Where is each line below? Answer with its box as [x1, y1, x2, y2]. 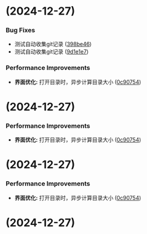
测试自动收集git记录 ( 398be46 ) [14, 41, 92, 48]
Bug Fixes [5, 26, 36, 35]
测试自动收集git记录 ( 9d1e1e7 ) [14, 48, 89, 55]
